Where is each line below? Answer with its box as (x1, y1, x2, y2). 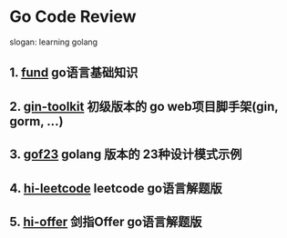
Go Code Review (9, 6, 137, 27)
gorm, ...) (9, 114, 64, 129)
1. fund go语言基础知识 (9, 65, 138, 81)
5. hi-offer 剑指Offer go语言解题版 (9, 213, 202, 229)
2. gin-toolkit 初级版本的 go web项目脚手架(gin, (9, 98, 279, 114)
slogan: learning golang (9, 36, 98, 47)
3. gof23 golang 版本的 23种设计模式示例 (9, 147, 242, 163)
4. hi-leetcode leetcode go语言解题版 (9, 180, 222, 196)
